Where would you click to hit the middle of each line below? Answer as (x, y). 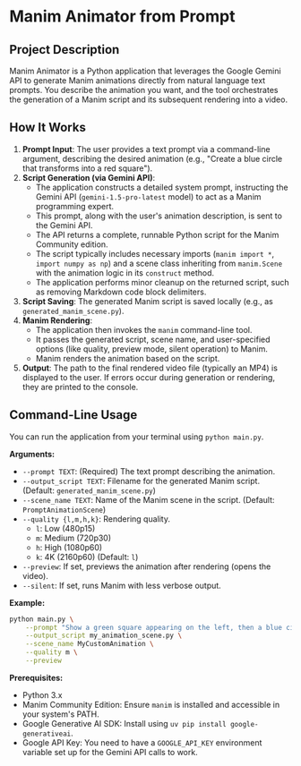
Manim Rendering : (57, 320)
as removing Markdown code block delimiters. (121, 292)
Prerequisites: (36, 677)
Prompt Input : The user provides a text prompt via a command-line (146, 149)
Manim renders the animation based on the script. (128, 358)
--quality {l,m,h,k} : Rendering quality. (96, 519)
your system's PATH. (61, 714)
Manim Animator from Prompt (122, 17)
